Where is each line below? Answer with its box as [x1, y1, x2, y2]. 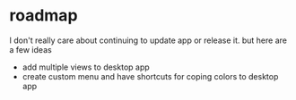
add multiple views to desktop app [22, 62, 150, 72]
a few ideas [9, 44, 52, 54]
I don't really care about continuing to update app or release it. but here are [9, 35, 287, 46]
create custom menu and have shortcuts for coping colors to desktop [22, 71, 279, 81]
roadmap [9, 5, 78, 26]
